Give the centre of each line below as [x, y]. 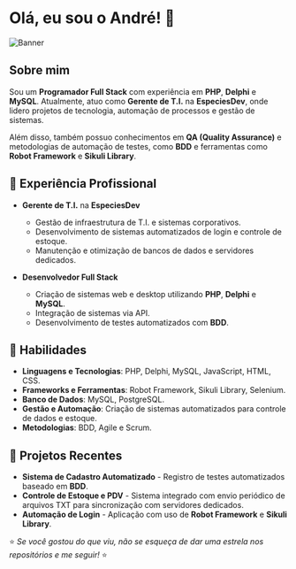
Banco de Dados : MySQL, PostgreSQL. [93, 400]
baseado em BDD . [55, 487]
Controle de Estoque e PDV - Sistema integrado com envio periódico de [153, 496]
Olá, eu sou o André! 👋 [92, 18]
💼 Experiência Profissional [83, 184]
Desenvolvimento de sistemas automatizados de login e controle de [159, 231]
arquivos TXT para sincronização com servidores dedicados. [133, 505]
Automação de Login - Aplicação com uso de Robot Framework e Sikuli [154, 515]
